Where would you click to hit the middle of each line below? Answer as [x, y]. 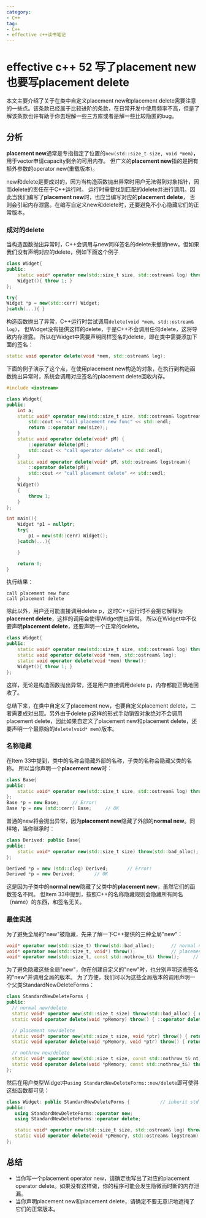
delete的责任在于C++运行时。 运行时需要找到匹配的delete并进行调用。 [101, 189]
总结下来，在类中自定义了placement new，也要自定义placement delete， [99, 705]
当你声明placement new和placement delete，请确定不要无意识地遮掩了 [105, 1201]
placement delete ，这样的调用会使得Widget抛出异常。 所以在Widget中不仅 [102, 619]
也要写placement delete [68, 83]
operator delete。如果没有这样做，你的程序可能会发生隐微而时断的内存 [105, 1185]
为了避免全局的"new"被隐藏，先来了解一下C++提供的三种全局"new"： [95, 934]
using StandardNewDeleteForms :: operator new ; [74, 1113]
